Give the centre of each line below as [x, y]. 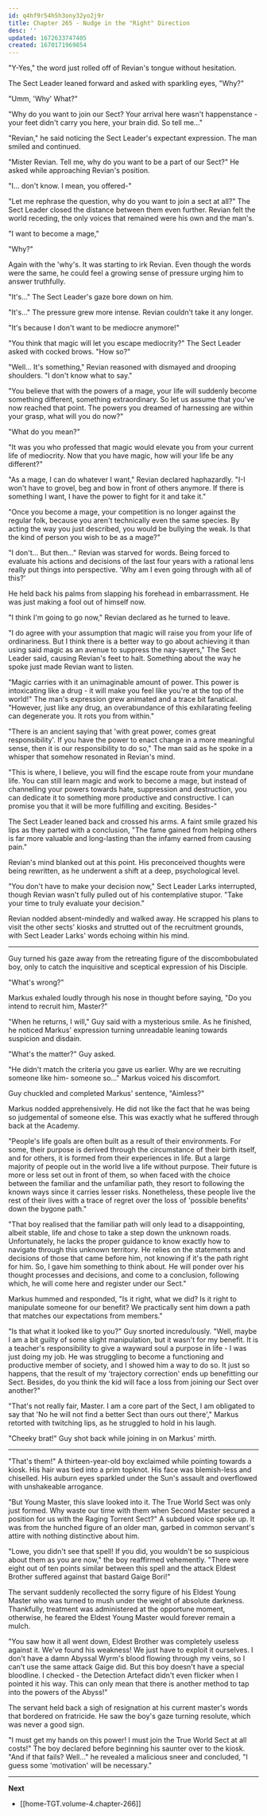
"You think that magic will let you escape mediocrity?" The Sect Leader [125, 343]
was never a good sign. [46, 1724]
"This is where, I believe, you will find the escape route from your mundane [131, 773]
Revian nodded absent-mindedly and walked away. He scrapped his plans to [133, 919]
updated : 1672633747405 [48, 38]
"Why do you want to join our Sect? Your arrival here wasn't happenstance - [133, 114]
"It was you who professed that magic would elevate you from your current [131, 448]
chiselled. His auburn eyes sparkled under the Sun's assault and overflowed [133, 1478]
